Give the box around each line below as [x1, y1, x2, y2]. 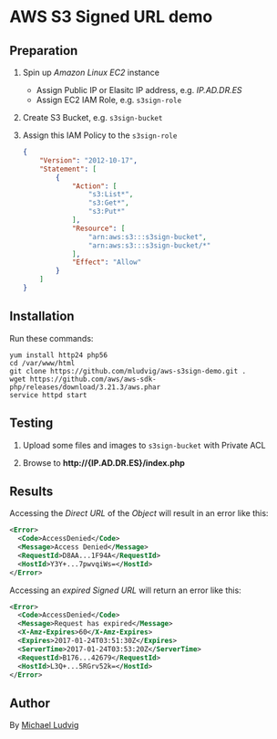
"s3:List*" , [87, 190, 134, 199]
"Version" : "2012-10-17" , [39, 155, 138, 165]
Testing [9, 416, 54, 431]
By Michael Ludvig [9, 720, 79, 731]
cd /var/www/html [9, 358, 76, 367]
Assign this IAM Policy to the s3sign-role [22, 130, 178, 141]
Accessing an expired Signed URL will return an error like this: [9, 585, 241, 596]
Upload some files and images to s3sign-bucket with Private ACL [22, 439, 266, 450]
